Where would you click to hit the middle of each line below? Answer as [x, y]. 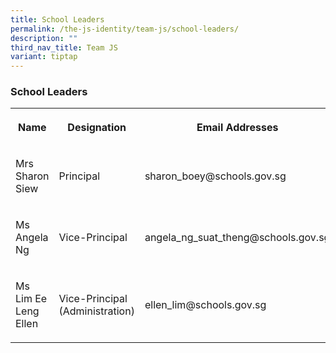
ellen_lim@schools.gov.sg [205, 305]
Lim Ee [31, 299]
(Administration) [96, 311]
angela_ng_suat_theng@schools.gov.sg [237, 238]
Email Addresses [237, 128]
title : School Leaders [57, 19]
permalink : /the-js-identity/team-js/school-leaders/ [125, 29]
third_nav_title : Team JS [64, 47]
